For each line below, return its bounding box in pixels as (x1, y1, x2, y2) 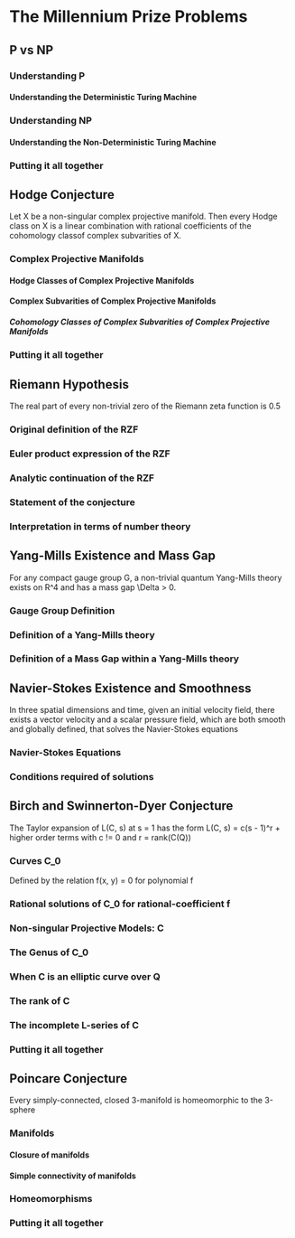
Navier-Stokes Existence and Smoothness (9, 680, 252, 696)
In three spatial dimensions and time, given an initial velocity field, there (9, 705, 275, 716)
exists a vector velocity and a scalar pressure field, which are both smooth (9, 714, 286, 725)
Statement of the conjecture (9, 495, 135, 508)
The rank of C (9, 994, 70, 1007)
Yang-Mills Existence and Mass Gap (9, 549, 217, 564)
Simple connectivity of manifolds (9, 1170, 137, 1181)
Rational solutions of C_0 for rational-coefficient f (9, 897, 231, 910)
